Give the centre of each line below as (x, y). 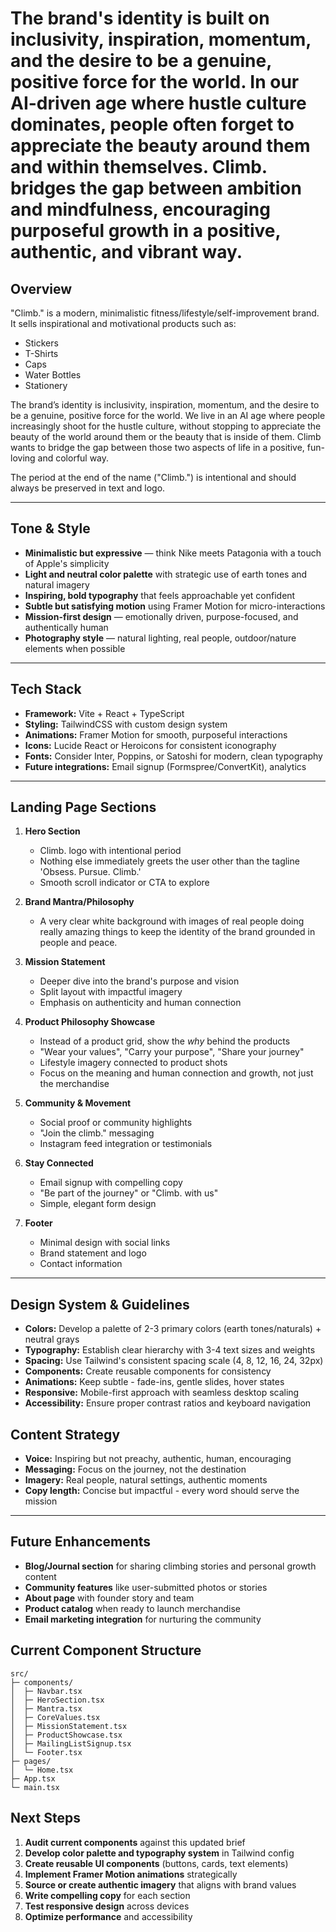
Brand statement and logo (93, 1253)
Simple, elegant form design (98, 1204)
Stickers (41, 343)
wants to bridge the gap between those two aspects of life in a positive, (157, 447)
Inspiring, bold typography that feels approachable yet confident (160, 595)
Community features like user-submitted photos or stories (146, 1587)
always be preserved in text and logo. (88, 488)
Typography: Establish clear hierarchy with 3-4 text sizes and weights (170, 1350)
